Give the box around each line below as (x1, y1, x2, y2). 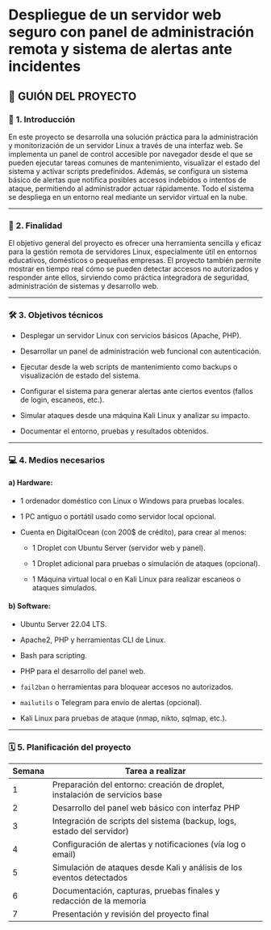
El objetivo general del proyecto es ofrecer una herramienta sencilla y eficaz (8, 239, 262, 248)
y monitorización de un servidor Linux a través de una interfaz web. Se (8, 140, 244, 150)
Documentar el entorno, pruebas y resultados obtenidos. (19, 426, 209, 436)
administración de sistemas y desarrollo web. (8, 281, 159, 291)
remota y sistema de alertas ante (8, 40, 232, 58)
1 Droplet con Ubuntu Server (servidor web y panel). (31, 543, 206, 552)
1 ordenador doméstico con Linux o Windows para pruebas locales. (19, 496, 244, 505)
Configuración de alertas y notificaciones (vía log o (52, 839, 246, 850)
